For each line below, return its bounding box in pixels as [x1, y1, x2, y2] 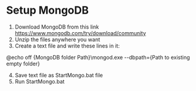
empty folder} [6, 60, 41, 67]
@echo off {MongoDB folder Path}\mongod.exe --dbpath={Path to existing [6, 54, 191, 61]
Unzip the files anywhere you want [14, 36, 100, 43]
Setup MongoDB [6, 4, 89, 17]
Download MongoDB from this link [14, 23, 99, 30]
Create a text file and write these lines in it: [14, 42, 120, 49]
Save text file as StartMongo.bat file [14, 71, 103, 79]
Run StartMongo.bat [14, 78, 65, 85]
